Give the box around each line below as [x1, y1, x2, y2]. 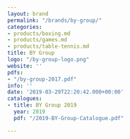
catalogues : [7, 95, 42, 102]
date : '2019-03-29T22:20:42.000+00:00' [7, 88, 124, 95]
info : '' [7, 82, 33, 89]
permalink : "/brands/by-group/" [7, 17, 102, 24]
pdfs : [7, 69, 23, 76]
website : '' [7, 62, 42, 69]
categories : [7, 23, 42, 30]
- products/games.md [7, 37, 68, 44]
